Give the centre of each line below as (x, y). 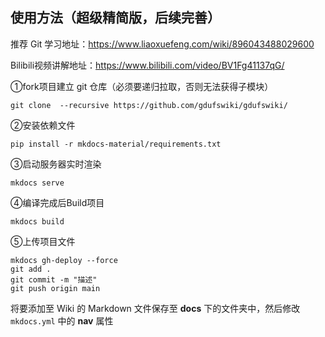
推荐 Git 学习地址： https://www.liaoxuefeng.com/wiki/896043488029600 (162, 44)
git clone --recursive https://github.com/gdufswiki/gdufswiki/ (149, 105)
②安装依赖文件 (43, 125)
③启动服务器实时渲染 (56, 164)
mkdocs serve (37, 183)
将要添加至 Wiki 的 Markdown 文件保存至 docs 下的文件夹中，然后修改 (155, 308)
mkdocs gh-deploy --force (64, 260)
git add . (31, 269)
